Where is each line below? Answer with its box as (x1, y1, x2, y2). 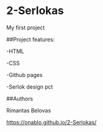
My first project (6, 24, 45, 31)
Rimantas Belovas (6, 106, 51, 114)
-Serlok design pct (6, 83, 53, 90)
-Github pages (6, 71, 43, 78)
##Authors (6, 95, 34, 102)
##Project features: (6, 35, 55, 43)
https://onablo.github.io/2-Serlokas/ (6, 119, 97, 126)
